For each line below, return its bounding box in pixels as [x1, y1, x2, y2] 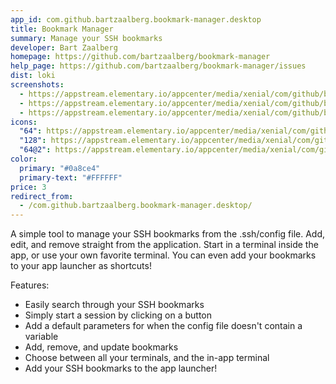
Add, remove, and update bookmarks [24, 341, 179, 353]
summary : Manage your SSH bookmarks [10, 33, 163, 43]
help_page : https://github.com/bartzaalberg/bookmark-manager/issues [10, 61, 307, 71]
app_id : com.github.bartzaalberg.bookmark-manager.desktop [10, 14, 262, 25]
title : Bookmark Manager [10, 24, 114, 34]
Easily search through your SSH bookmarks [24, 299, 205, 311]
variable [24, 331, 59, 343]
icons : [10, 117, 38, 127]
